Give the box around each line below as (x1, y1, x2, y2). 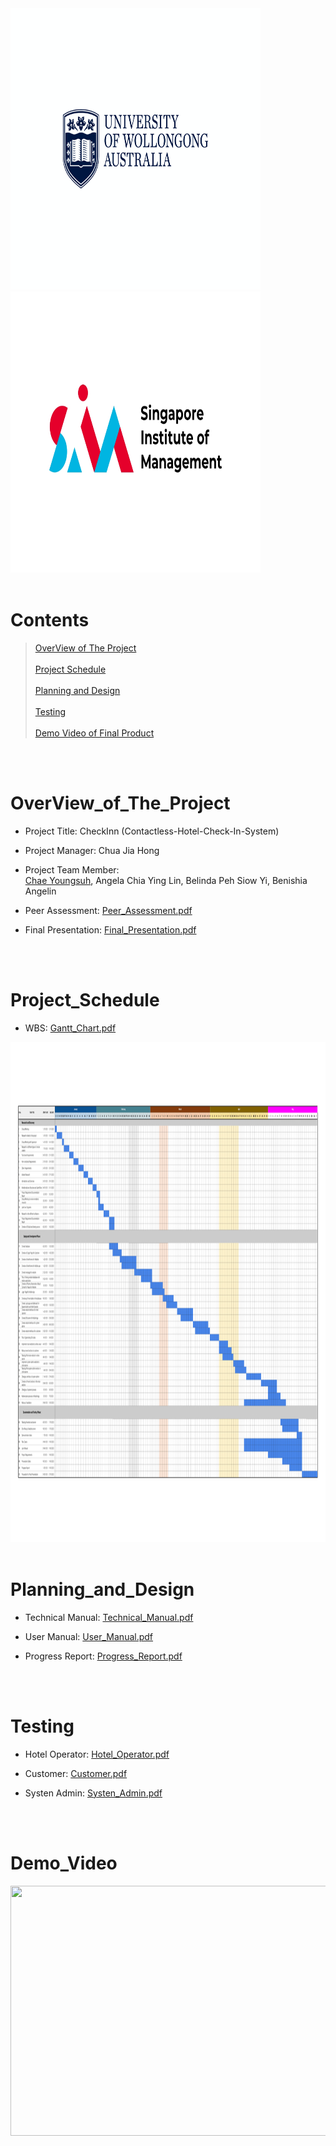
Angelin (24, 885, 57, 897)
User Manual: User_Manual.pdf (24, 1630, 154, 1642)
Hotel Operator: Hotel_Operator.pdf (24, 1748, 170, 1760)
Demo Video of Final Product (34, 727, 155, 739)
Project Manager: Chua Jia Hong (24, 844, 160, 856)
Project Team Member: (24, 863, 120, 876)
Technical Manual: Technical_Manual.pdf (24, 1611, 194, 1623)
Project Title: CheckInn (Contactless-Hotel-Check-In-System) (24, 825, 280, 837)
